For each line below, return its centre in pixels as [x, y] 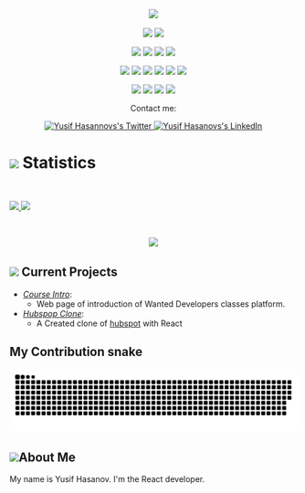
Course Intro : [47, 294]
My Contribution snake [76, 352]
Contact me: [153, 108]
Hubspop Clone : [53, 313]
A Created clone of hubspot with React [109, 323]
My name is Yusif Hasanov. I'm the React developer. [107, 479]
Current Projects [69, 273]
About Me [47, 457]
